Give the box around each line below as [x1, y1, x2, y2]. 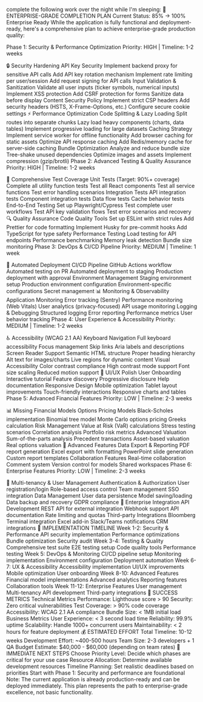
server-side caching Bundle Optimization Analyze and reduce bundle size [6, 145, 190, 151]
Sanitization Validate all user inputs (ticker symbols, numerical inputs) [6, 84, 180, 91]
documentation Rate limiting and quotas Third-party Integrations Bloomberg [6, 512, 196, 518]
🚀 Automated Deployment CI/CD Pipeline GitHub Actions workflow [6, 262, 172, 268]
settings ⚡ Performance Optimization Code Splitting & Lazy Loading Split [6, 110, 188, 117]
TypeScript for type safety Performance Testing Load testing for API [6, 230, 177, 237]
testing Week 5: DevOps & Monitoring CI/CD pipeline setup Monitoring [6, 551, 182, 557]
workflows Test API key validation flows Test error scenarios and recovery [6, 208, 192, 215]
